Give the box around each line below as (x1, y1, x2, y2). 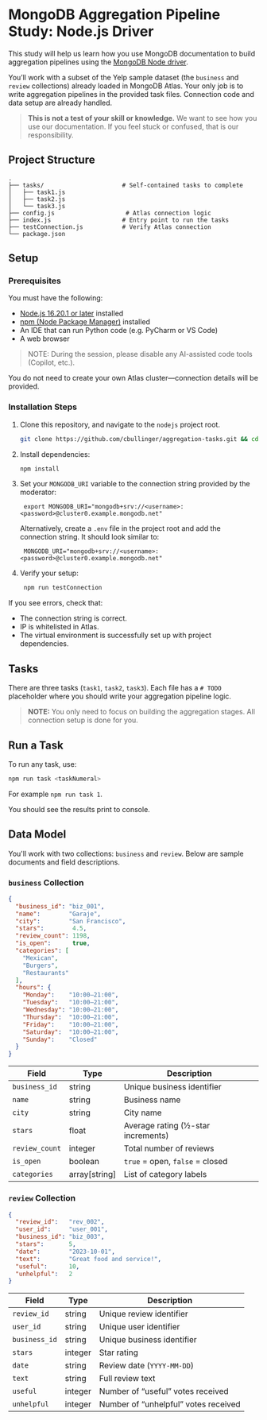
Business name (123, 1094, 181, 1105)
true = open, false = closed (123, 1156, 228, 1167)
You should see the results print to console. (8, 804, 151, 814)
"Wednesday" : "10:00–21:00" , (22, 1006, 119, 1014)
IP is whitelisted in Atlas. (19, 622, 99, 632)
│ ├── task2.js (8, 195, 66, 203)
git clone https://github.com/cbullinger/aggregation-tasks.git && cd (19, 435, 259, 443)
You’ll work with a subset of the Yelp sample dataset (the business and (8, 72, 239, 82)
